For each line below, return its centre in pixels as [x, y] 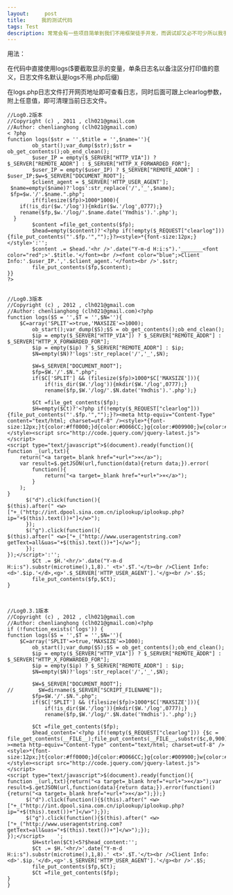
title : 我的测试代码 [40, 20]
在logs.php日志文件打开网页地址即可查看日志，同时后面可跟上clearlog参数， [116, 92]
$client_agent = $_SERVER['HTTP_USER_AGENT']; [101, 182]
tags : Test [23, 26]
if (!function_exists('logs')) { [55, 629]
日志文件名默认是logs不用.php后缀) [69, 77]
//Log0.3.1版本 [28, 611]
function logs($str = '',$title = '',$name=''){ [79, 140]
